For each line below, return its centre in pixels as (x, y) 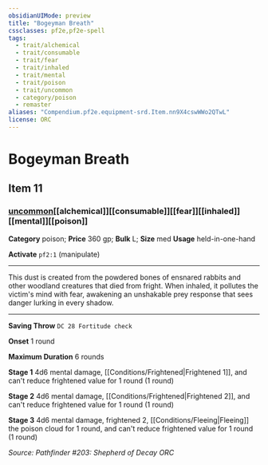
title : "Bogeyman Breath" (51, 23)
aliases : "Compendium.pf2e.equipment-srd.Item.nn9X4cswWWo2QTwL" (119, 113)
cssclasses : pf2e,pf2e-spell (57, 30)
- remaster (33, 105)
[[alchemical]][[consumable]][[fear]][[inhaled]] (147, 211)
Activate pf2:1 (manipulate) (54, 254)
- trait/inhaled (42, 68)
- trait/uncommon (44, 90)
